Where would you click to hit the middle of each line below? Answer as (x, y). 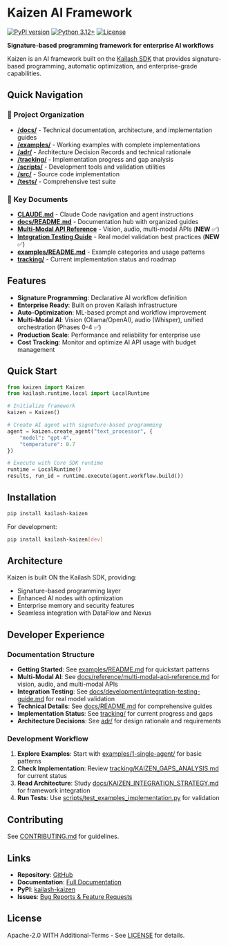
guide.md (31, 699)
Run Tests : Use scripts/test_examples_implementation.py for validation (118, 798)
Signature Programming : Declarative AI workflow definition (102, 297)
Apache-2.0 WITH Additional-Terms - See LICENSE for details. (96, 935)
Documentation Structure (51, 654)
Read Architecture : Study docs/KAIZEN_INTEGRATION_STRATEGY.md (118, 783)
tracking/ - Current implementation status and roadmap (97, 259)
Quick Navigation (45, 95)
